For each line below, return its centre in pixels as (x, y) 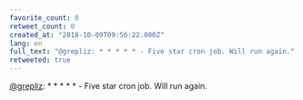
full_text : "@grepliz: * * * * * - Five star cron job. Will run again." (152, 52)
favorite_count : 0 (44, 18)
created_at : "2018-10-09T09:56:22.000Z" (87, 35)
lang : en (26, 43)
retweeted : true (40, 60)
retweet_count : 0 (42, 26)
